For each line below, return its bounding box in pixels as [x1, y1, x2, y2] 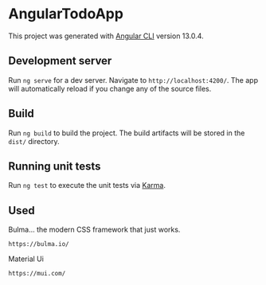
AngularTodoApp [8, 5, 123, 23]
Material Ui [8, 254, 44, 264]
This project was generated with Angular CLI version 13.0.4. [8, 31, 205, 41]
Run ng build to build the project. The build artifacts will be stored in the [8, 128, 245, 138]
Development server [8, 54, 112, 68]
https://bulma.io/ [8, 240, 69, 248]
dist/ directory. [8, 136, 60, 146]
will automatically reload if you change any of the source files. [8, 84, 212, 93]
